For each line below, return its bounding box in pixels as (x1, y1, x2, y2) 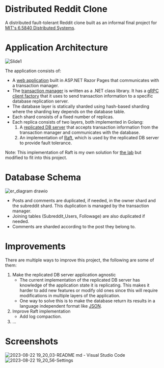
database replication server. (12, 98, 69, 104)
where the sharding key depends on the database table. (12, 108, 126, 114)
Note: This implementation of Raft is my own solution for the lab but (5, 149, 141, 155)
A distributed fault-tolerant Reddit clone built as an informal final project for (5, 20, 157, 26)
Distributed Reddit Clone (5, 3, 108, 15)
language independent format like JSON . (19, 303, 102, 309)
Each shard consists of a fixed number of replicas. (12, 114, 114, 120)
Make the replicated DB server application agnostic (12, 271, 116, 278)
